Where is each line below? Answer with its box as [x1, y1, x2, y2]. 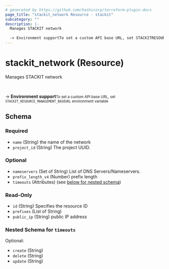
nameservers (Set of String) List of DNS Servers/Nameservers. [12, 168, 141, 174]
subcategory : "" [5, 17, 39, 22]
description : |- [5, 21, 39, 27]
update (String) [12, 258, 44, 264]
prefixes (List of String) [12, 209, 62, 215]
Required [5, 127, 28, 134]
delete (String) [12, 253, 44, 259]
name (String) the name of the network [12, 139, 91, 145]
